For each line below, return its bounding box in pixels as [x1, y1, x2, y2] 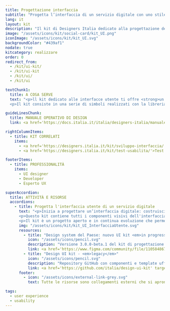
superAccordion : [5, 190, 39, 195]
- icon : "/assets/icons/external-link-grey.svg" [23, 275, 128, 280]
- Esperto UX [18, 181, 47, 186]
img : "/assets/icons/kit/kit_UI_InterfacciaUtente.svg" [18, 223, 139, 228]
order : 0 [5, 54, 24, 60]
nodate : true [5, 45, 33, 50]
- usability [10, 298, 35, 303]
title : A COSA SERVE [10, 92, 53, 97]
